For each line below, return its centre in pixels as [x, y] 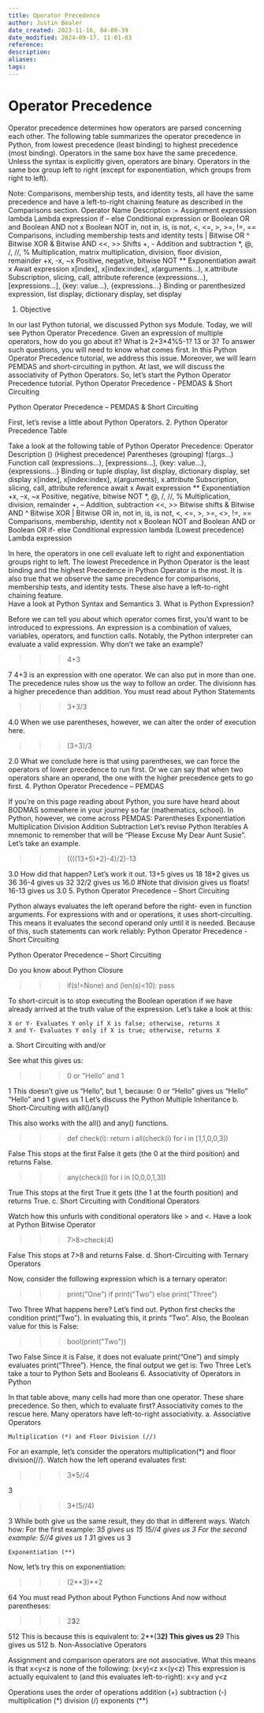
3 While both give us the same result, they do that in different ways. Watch [129, 1520]
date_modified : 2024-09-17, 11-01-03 [70, 37]
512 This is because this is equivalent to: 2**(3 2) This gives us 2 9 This [124, 1636]
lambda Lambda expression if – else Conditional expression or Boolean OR [129, 219]
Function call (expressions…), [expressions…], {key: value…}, [107, 462]
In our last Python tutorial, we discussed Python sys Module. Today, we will [130, 324]
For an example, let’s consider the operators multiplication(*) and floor [122, 1451]
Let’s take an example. [45, 843]
